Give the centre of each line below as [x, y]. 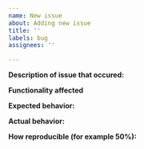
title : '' [25, 30]
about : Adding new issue [50, 23]
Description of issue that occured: [66, 75]
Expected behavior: [42, 106]
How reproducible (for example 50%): [73, 137]
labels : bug [28, 38]
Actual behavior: [37, 121]
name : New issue [35, 16]
